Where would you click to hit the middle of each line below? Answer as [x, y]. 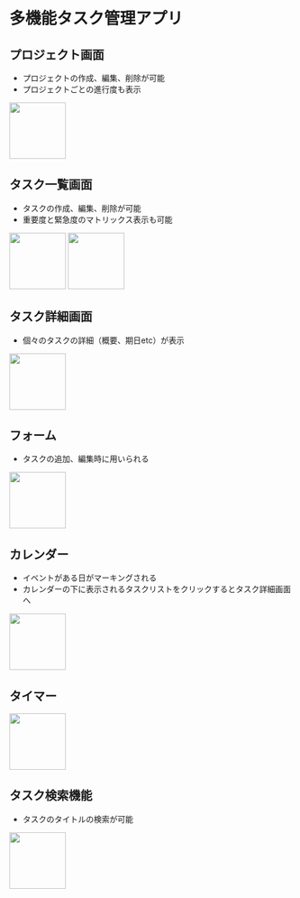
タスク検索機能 [51, 796]
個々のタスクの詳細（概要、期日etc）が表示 [103, 340]
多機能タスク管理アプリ [96, 19]
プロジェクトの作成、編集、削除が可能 [93, 78]
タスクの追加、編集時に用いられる [86, 459]
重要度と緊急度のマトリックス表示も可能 [97, 219]
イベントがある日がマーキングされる [90, 578]
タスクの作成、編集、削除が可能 [82, 208]
